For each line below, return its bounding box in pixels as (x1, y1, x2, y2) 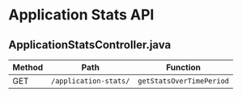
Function (165, 62, 201, 73)
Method (12, 62, 44, 73)
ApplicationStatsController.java (8, 38, 172, 52)
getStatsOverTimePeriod (137, 77, 229, 86)
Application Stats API (8, 6, 155, 24)
